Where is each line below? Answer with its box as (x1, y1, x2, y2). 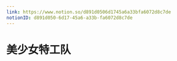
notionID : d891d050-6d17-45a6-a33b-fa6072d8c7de (6, 15, 133, 21)
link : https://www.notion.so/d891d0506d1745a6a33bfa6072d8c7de (6, 9, 171, 15)
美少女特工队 (6, 43, 72, 57)
